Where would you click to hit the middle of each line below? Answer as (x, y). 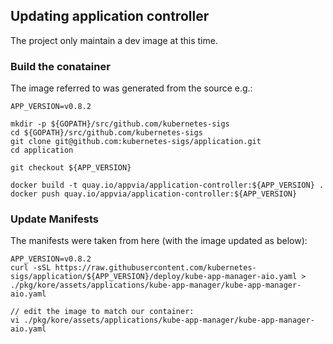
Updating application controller (110, 16)
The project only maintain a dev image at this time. (114, 40)
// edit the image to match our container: (102, 312)
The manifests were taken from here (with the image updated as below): (159, 241)
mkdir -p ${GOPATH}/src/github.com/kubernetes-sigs (120, 124)
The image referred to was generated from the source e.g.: (131, 88)
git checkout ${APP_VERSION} (71, 168)
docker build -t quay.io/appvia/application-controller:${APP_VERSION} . (167, 185)
